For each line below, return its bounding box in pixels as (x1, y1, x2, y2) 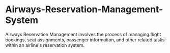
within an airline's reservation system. (5, 42, 85, 48)
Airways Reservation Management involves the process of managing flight (5, 31, 161, 37)
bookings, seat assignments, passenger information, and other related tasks (5, 37, 165, 43)
